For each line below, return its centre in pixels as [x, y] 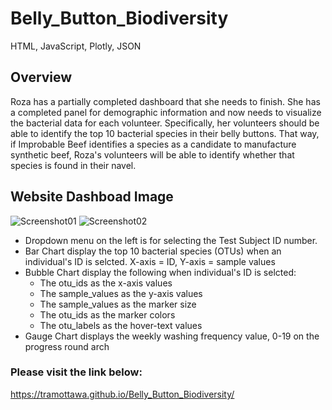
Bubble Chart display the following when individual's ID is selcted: [160, 272]
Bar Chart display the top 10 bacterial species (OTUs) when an [153, 251]
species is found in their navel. [73, 165]
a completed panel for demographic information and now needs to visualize [166, 112]
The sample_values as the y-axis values [121, 293]
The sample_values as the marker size [118, 304]
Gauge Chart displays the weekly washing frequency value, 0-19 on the [172, 336]
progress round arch [67, 346]
